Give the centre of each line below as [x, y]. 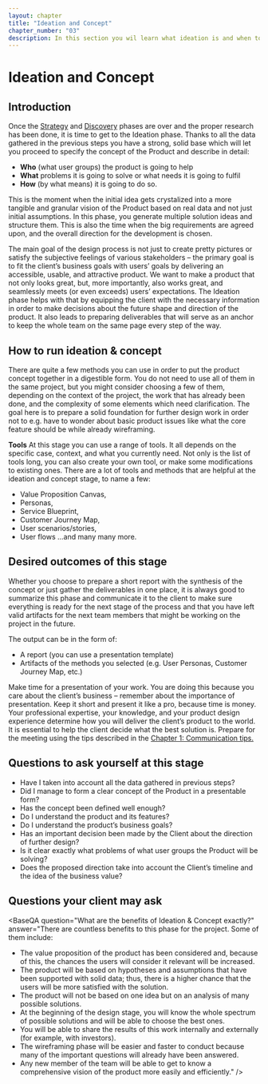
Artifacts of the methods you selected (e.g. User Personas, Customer [133, 663]
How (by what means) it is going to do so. [89, 184]
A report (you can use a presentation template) [97, 654]
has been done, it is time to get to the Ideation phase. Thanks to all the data [132, 135]
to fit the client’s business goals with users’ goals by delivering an [116, 266]
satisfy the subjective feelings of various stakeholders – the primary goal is [131, 257]
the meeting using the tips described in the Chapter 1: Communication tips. [131, 738]
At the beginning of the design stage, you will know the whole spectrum [138, 1012]
